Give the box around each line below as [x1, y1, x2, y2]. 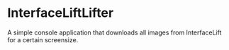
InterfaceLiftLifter [7, 5, 114, 21]
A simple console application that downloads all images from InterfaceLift [7, 28, 222, 37]
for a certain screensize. [7, 35, 79, 44]
